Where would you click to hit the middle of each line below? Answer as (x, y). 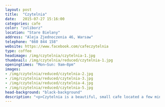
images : (13, 70)
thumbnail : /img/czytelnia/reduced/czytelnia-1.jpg (59, 60)
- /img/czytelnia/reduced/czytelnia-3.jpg (49, 78)
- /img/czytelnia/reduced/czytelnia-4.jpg (49, 83)
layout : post (18, 10)
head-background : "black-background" (44, 92)
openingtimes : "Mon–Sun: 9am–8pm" (41, 65)
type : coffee (18, 51)
